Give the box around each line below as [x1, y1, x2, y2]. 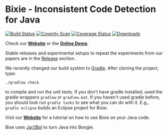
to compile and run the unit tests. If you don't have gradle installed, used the [5, 88, 163, 94]
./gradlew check [5, 80, 39, 85]
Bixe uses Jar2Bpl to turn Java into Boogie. [5, 124, 94, 130]
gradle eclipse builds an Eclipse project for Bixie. [5, 104, 108, 110]
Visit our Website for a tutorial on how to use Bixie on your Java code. [5, 114, 150, 120]
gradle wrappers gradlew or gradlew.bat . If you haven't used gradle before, [5, 94, 160, 100]
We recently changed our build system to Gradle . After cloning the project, [5, 65, 159, 71]
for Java [5, 14, 40, 25]
